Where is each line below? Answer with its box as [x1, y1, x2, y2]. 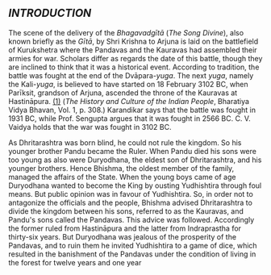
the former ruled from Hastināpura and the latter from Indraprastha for [8, 223, 242, 233]
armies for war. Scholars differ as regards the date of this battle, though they [8, 53, 263, 63]
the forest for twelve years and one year [8, 257, 142, 267]
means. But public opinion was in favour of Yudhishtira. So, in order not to [8, 189, 254, 198]
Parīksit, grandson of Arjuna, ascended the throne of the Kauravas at [8, 88, 238, 98]
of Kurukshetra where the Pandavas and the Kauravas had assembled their [8, 44, 257, 55]
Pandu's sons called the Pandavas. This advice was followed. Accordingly [8, 215, 255, 224]
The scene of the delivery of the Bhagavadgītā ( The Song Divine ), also [8, 27, 244, 37]
